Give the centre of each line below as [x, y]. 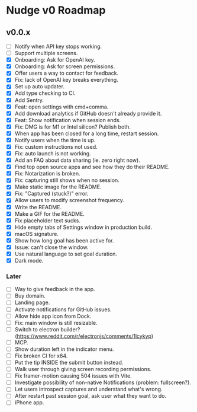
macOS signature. [37, 234]
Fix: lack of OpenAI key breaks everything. [66, 80]
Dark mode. [29, 261]
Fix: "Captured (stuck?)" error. [51, 194]
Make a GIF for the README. [49, 213]
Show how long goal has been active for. [64, 240]
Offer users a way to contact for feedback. [67, 73]
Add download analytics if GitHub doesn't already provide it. [88, 113]
